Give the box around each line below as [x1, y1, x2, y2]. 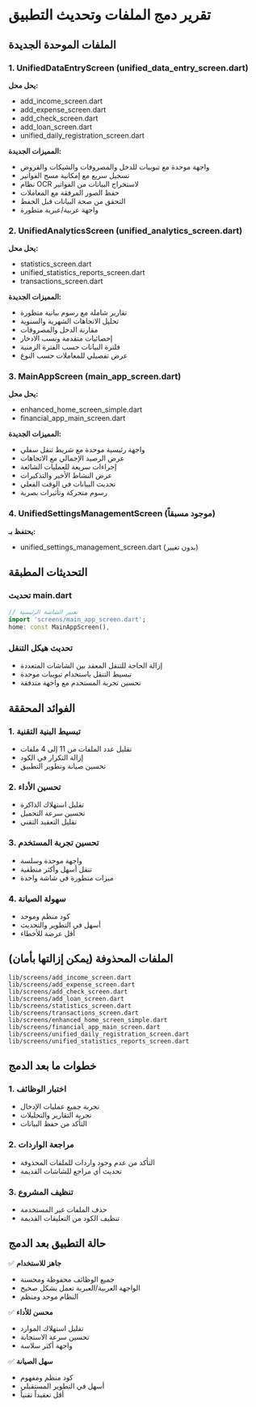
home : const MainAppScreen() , [8, 623, 111, 632]
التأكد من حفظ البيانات [19, 1119, 87, 1129]
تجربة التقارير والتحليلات [19, 1110, 92, 1120]
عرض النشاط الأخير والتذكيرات [19, 471, 113, 481]
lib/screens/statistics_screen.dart [8, 1002, 132, 1010]
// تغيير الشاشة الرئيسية [8, 608, 78, 617]
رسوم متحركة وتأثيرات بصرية [19, 488, 107, 498]
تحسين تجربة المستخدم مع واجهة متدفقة [19, 678, 141, 688]
